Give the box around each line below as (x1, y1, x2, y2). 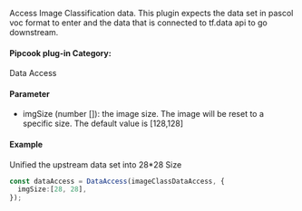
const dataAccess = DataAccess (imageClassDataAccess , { (9, 177, 225, 186)
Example (9, 139, 44, 149)
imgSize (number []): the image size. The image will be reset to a (22, 109, 265, 120)
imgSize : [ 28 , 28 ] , (17, 185, 88, 194)
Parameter (9, 88, 50, 99)
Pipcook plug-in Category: (9, 47, 112, 58)
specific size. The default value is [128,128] (22, 118, 184, 129)
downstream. (9, 27, 59, 37)
